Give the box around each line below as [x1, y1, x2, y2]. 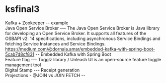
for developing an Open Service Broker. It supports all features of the [5, 30, 147, 36]
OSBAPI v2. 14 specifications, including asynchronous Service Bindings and [5, 36, 161, 41]
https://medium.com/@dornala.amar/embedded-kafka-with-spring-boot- [5, 46, 155, 52]
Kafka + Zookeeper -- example [5, 20, 69, 26]
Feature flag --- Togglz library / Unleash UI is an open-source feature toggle [5, 56, 162, 62]
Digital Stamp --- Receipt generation [5, 67, 80, 73]
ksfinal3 [5, 3, 40, 15]
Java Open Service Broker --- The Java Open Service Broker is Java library [5, 25, 160, 31]
